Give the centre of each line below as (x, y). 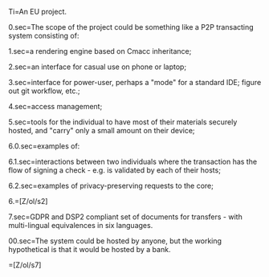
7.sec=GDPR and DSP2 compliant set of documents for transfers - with (125, 217)
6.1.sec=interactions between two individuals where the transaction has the (133, 161)
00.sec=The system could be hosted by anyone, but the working (115, 241)
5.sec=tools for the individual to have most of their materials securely (123, 122)
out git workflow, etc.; (44, 91)
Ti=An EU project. (37, 12)
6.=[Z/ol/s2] (28, 201)
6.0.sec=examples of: (44, 146)
